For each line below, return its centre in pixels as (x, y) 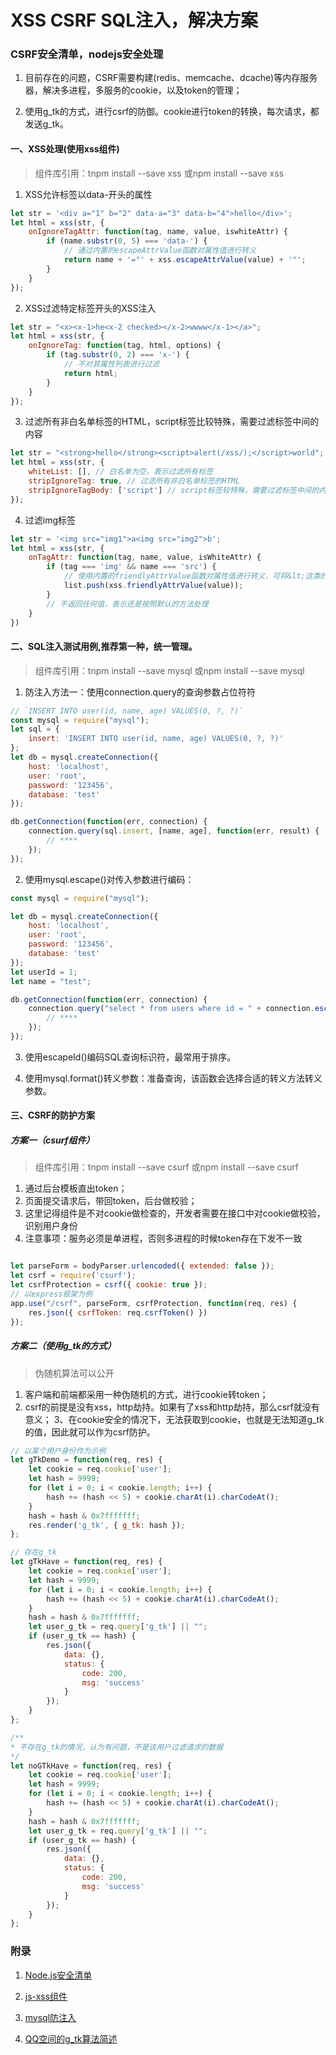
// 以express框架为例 (51, 1294)
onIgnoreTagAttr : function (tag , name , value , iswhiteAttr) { (158, 232)
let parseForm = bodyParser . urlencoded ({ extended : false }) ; (142, 1266)
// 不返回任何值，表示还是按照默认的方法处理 (127, 604)
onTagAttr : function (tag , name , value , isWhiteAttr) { (145, 557)
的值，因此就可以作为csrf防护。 (90, 1432)
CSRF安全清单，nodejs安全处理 (87, 54)
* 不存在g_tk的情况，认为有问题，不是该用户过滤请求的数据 (117, 1747)
